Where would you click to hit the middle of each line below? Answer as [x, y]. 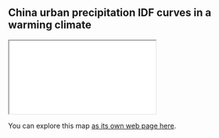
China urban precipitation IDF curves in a [110, 13]
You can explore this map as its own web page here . [92, 126]
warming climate [50, 25]
